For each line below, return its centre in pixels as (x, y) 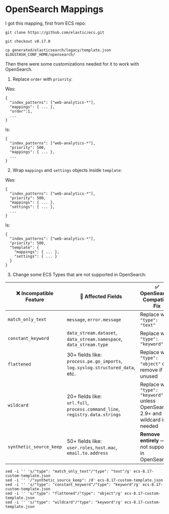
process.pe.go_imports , (95, 361)
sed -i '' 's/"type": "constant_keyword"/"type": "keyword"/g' (73, 484)
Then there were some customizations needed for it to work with (72, 64)
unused (149, 376)
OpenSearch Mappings (55, 9)
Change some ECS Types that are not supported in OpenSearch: (79, 274)
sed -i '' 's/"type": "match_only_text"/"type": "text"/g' (68, 471)
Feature (35, 300)
